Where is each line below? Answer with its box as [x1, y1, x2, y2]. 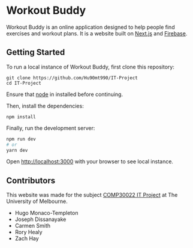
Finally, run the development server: [6, 124, 95, 132]
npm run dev [6, 136, 36, 142]
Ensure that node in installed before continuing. [6, 91, 123, 98]
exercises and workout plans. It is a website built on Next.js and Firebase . [6, 29, 188, 37]
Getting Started [6, 47, 65, 58]
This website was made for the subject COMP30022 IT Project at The [6, 192, 178, 199]
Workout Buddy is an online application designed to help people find [6, 23, 175, 31]
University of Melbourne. [6, 198, 68, 205]
